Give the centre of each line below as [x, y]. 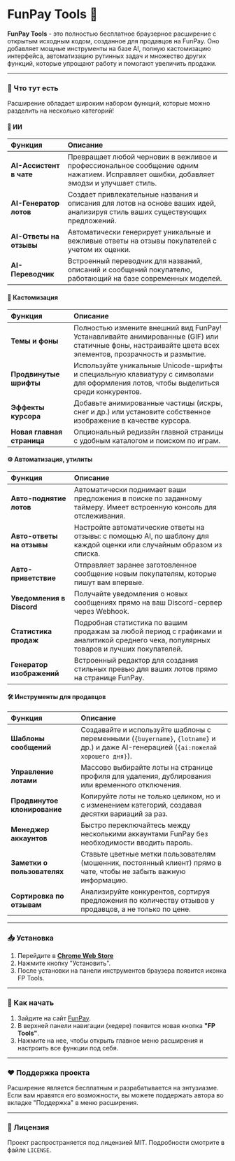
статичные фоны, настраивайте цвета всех [147, 345]
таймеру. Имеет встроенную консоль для [145, 507]
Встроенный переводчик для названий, [135, 261]
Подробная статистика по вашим [130, 622]
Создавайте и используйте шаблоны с [146, 730]
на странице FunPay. [109, 677]
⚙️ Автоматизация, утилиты [50, 459]
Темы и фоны [35, 341]
